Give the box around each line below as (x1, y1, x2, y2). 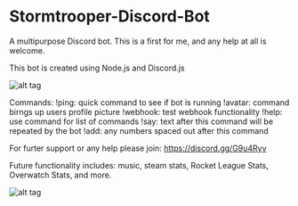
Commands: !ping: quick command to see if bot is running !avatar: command (9, 96, 290, 108)
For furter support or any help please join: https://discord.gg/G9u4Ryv (9, 143, 267, 153)
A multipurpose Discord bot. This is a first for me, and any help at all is (9, 36, 267, 46)
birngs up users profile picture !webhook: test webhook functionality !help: (9, 106, 283, 117)
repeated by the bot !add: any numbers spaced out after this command (9, 125, 269, 136)
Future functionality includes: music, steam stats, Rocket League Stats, (9, 160, 269, 170)
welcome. (9, 45, 45, 55)
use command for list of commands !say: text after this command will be (9, 116, 274, 127)
